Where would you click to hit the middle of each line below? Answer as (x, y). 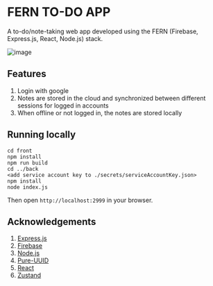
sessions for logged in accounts (63, 106)
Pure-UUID (33, 260)
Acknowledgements (52, 222)
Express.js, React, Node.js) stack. (55, 38)
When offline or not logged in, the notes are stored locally (100, 112)
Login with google (43, 90)
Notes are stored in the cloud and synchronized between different (111, 98)
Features (27, 74)
